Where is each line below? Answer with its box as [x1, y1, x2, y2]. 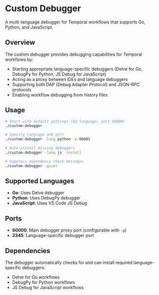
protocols [12, 86, 32, 93]
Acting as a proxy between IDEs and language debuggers [12, 76, 128, 82]
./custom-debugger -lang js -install [5, 150, 82, 155]
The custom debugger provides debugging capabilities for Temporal [5, 51, 142, 57]
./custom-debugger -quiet [5, 163, 58, 168]
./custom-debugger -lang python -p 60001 [5, 137, 91, 142]
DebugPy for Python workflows [12, 279, 76, 285]
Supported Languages [5, 177, 75, 185]
